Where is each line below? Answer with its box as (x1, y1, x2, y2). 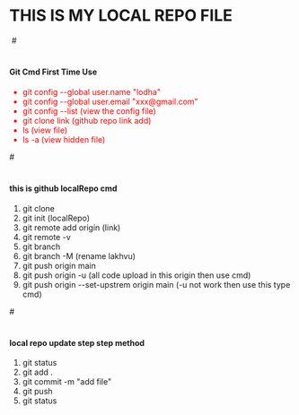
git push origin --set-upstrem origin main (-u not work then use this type (22, 279, 291, 290)
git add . (22, 367, 54, 377)
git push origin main (22, 260, 96, 271)
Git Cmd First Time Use (9, 66, 98, 77)
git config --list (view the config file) (22, 105, 157, 117)
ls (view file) (22, 125, 68, 135)
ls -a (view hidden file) (22, 134, 106, 144)
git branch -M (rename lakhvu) (22, 250, 136, 261)
